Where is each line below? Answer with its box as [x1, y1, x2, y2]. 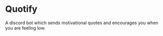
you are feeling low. [5, 25, 46, 31]
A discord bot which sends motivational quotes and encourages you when [5, 20, 159, 26]
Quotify [5, 3, 38, 15]
